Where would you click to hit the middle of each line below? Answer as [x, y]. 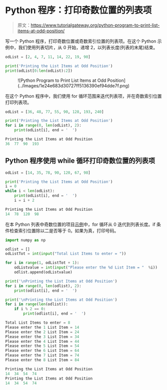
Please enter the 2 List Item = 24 [42, 332]
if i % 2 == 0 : [30, 309]
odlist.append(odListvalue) [43, 272]
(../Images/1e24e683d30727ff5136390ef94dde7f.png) [74, 85]
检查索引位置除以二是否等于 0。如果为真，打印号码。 [64, 230]
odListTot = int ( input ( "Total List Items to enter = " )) [66, 254]
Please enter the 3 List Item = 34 [42, 337]
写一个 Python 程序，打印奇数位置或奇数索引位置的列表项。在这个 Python [81, 41]
